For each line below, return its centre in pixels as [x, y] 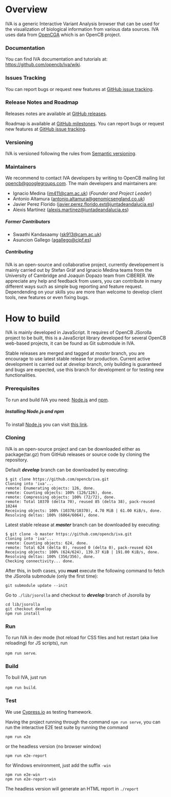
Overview [26, 10]
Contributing [19, 252]
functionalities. [21, 375]
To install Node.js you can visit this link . [47, 424]
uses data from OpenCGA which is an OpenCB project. [63, 34]
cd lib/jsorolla [23, 604]
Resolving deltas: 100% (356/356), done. [50, 557]
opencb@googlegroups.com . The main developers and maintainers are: [81, 183]
